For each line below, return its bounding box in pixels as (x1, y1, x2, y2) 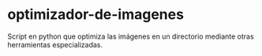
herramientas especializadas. (7, 39, 103, 49)
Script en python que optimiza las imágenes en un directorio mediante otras (7, 32, 254, 41)
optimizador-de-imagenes (7, 6, 185, 24)
